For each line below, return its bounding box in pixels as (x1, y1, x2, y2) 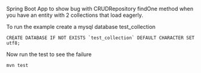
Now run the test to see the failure (6, 51, 92, 58)
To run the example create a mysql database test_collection (6, 24, 156, 30)
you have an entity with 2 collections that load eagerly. (6, 11, 144, 19)
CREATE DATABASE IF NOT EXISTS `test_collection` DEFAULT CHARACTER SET (6, 35, 195, 41)
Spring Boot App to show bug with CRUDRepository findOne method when (6, 5, 194, 12)
